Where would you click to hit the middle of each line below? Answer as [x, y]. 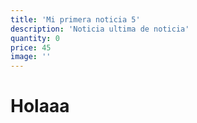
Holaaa [40, 106]
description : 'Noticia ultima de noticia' [100, 29]
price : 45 [31, 47]
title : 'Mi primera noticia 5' [75, 19]
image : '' [31, 57]
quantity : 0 [35, 38]
